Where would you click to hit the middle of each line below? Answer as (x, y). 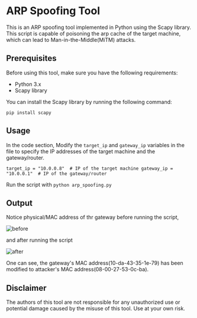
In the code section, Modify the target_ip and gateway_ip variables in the (96, 145)
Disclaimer (26, 288)
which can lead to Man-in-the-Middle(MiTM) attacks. (71, 40)
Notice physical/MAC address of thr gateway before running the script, (93, 218)
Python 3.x (28, 84)
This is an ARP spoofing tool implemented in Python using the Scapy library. (98, 27)
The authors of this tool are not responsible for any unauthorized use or (93, 302)
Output (19, 203)
